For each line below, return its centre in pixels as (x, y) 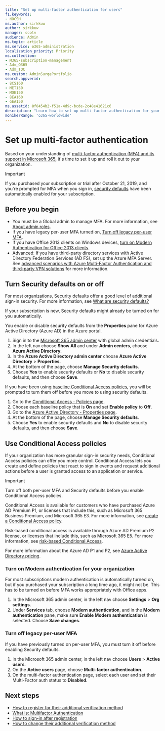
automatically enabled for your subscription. (50, 194)
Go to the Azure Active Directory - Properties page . (64, 412)
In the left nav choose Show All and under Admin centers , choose (80, 346)
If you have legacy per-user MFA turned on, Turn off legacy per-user (82, 232)
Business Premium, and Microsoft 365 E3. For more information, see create (82, 516)
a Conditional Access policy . (34, 521)
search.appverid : (23, 79)
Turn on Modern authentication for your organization (70, 569)
